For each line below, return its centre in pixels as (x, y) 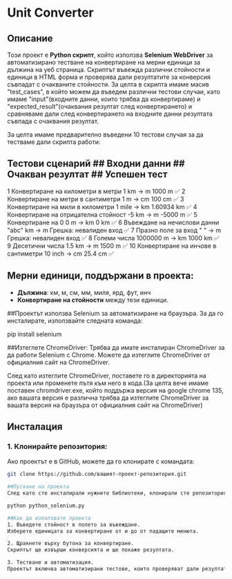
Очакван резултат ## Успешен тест (87, 175)
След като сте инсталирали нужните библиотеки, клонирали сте (98, 493)
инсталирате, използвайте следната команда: (75, 321)
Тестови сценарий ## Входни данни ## (96, 164)
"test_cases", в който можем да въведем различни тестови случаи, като (114, 92)
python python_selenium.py (46, 506)
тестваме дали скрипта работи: (54, 142)
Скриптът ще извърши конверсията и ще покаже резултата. (91, 550)
